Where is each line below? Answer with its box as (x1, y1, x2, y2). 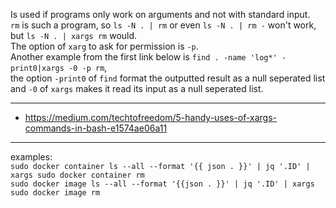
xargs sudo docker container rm (10, 170, 145, 180)
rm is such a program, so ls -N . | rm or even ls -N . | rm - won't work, (10, 19, 317, 31)
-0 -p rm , (68, 62, 108, 73)
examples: (10, 151, 53, 163)
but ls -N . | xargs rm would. (10, 30, 138, 41)
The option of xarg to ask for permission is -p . (10, 40, 199, 52)
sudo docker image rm (10, 188, 101, 198)
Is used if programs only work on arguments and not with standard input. (10, 9, 311, 20)
